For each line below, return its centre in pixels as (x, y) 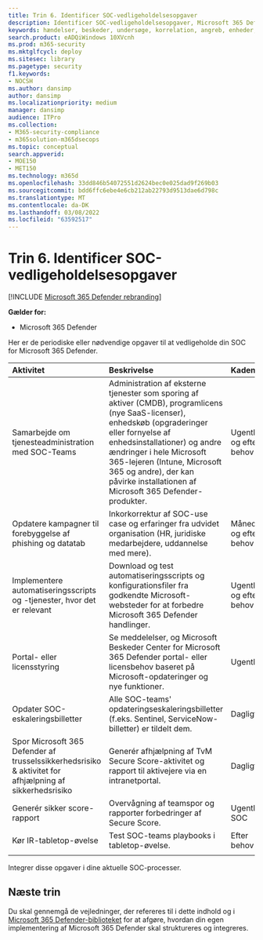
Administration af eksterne (157, 384)
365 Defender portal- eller (158, 658)
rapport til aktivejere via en (158, 771)
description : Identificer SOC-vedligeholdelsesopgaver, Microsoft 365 (126, 23)
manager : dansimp (36, 111)
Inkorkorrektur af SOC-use (159, 514)
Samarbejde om (41, 432)
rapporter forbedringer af (155, 813)
